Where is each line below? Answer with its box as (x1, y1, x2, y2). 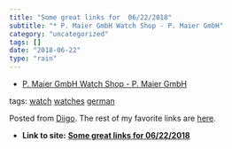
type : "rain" (9, 54, 58, 63)
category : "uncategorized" (9, 29, 109, 38)
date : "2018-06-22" (9, 46, 81, 55)
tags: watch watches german (9, 96, 115, 106)
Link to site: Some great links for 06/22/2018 (21, 130, 190, 140)
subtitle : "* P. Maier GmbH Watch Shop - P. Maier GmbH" (9, 21, 224, 30)
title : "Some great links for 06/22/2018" (9, 12, 173, 22)
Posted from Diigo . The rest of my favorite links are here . (9, 113, 217, 123)
